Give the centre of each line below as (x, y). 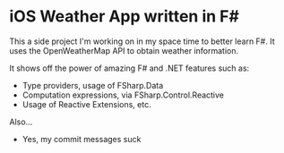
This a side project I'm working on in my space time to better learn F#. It (142, 41)
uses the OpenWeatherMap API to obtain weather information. (124, 50)
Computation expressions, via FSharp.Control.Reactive (123, 95)
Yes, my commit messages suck (82, 139)
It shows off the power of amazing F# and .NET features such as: (129, 68)
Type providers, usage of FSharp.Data (93, 85)
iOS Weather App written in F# (125, 17)
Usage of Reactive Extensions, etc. (86, 104)
